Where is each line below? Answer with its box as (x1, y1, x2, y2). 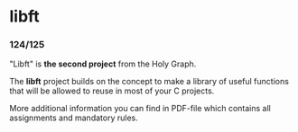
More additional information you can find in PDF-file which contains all (9, 103, 271, 114)
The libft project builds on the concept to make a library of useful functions (9, 76, 289, 87)
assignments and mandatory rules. (9, 112, 138, 123)
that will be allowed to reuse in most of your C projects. (9, 85, 215, 96)
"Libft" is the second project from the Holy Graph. (9, 58, 197, 69)
